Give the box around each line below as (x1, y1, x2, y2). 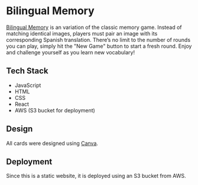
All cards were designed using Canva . (6, 139, 99, 147)
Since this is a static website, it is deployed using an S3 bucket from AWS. (6, 173, 186, 180)
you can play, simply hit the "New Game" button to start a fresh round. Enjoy (6, 43, 192, 50)
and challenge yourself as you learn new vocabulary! (6, 48, 135, 56)
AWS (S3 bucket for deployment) (14, 106, 96, 113)
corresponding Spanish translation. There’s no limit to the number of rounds (6, 36, 191, 43)
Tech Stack (6, 66, 48, 76)
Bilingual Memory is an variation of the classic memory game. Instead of (6, 24, 182, 31)
